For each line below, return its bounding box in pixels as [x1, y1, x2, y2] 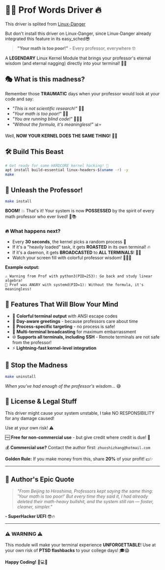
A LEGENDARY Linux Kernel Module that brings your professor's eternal [5, 55, 151, 61]
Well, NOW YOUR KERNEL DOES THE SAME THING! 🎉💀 [5, 133, 118, 139]
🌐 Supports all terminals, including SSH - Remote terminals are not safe [12, 334, 160, 340]
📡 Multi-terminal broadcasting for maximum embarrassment [12, 329, 137, 335]
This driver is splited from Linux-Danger [5, 21, 86, 27]
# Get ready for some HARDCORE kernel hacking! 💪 [5, 163, 109, 168]
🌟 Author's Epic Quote [5, 475, 75, 484]
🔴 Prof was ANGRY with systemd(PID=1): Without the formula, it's [5, 283, 144, 287]
